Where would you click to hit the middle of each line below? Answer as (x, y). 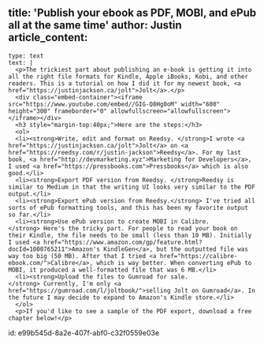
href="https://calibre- (199, 256)
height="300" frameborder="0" (58, 111)
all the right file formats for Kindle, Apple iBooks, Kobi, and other (128, 77)
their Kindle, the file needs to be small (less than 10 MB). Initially (130, 235)
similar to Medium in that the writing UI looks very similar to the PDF (132, 187)
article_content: (48, 37)
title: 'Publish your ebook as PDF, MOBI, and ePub (132, 13)
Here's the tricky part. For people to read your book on (140, 228)
